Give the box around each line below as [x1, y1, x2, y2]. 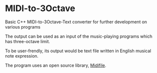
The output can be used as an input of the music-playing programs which [5, 33, 153, 39]
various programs [5, 24, 40, 29]
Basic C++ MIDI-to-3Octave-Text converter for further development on [5, 19, 147, 25]
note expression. [5, 53, 39, 58]
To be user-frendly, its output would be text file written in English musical [5, 48, 152, 54]
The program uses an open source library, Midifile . [5, 62, 106, 68]
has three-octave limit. [5, 38, 50, 44]
